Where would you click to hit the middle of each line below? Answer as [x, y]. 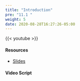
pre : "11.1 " [19, 15]
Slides [19, 61]
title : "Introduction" [29, 10]
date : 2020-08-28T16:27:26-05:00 [40, 24]
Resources [17, 50]
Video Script [19, 73]
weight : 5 [16, 19]
